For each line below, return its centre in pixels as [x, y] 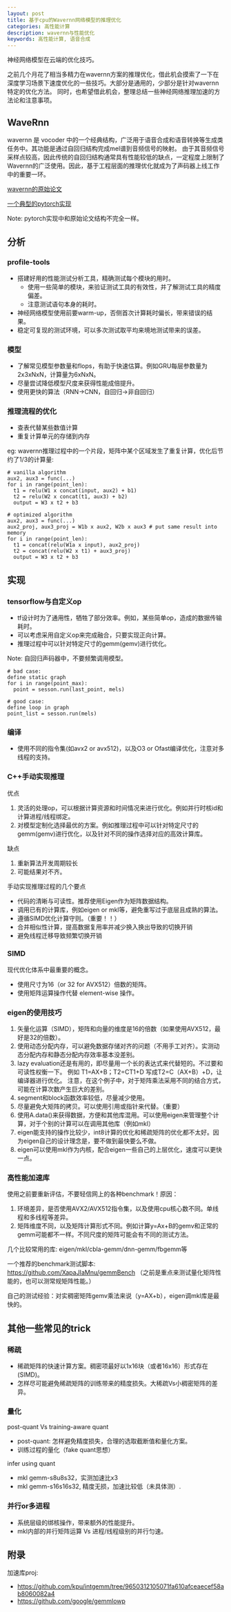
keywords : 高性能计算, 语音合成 [49, 39]
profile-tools [29, 262]
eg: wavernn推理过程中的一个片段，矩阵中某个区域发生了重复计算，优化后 [112, 451]
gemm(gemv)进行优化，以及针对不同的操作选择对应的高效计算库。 [112, 834]
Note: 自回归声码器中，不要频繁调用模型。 [67, 658]
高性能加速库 [29, 1178]
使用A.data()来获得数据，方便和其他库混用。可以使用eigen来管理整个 [115, 1115]
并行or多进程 [29, 1506]
